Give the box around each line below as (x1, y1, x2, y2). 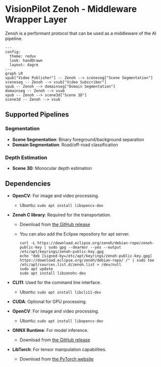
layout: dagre (9, 62, 38, 67)
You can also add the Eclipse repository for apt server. (19, 231, 130, 237)
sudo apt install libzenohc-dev (19, 271, 86, 276)
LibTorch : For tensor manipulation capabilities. (12, 346, 107, 352)
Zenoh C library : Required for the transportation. (12, 211, 112, 218)
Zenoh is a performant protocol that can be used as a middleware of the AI (5, 30, 157, 36)
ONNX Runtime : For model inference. (12, 327, 89, 333)
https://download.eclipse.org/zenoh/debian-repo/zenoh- (37, 241, 155, 245)
